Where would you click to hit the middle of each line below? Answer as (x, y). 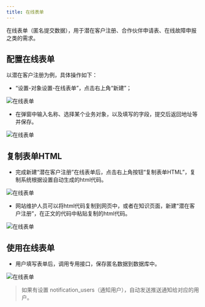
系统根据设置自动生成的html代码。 (64, 180)
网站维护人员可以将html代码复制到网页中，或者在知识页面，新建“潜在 (102, 206)
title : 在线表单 (25, 12)
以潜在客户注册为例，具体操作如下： (52, 75)
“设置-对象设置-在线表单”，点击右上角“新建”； (73, 88)
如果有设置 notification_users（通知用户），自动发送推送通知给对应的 (107, 290)
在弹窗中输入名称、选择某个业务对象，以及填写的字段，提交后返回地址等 (106, 114)
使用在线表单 (31, 248)
